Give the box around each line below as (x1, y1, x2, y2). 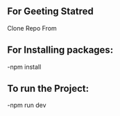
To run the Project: (7, 83, 89, 94)
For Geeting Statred (7, 6, 94, 17)
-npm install (7, 63, 42, 71)
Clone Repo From (7, 24, 57, 32)
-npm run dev (7, 101, 46, 110)
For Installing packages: (7, 44, 114, 56)
